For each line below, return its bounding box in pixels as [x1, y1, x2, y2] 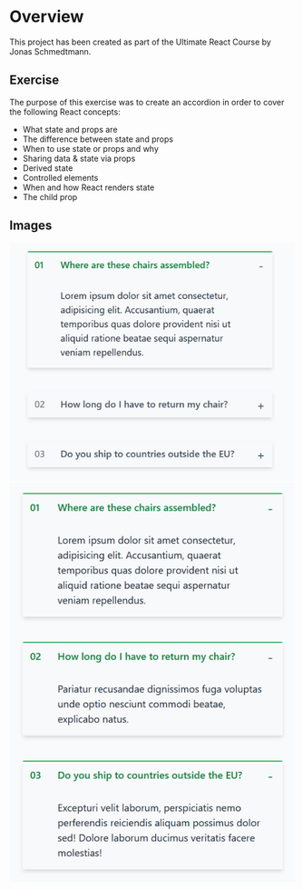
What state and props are [22, 124, 118, 135]
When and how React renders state [22, 182, 155, 193]
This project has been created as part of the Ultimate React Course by [9, 36, 272, 47]
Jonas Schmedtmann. [9, 45, 92, 56]
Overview [9, 6, 84, 27]
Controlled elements [22, 172, 99, 183]
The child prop [22, 191, 78, 202]
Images [9, 218, 53, 234]
